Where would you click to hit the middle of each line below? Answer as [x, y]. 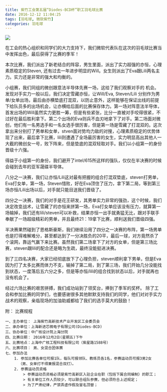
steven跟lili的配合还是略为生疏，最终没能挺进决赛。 [66, 248]
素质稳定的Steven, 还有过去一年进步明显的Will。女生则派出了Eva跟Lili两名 [80, 71]
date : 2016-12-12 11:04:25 [33, 14]
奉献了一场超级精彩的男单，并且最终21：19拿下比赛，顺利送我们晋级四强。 [82, 219]
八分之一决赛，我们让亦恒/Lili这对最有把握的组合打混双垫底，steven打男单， [83, 177]
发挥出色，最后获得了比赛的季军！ [44, 54]
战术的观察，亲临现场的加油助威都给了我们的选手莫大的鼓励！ [68, 301]
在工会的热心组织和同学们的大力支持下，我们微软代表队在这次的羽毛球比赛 [81, 48]
